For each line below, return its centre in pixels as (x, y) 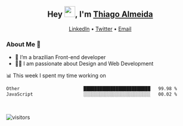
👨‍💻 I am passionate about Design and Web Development (84, 64)
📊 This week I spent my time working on (56, 76)
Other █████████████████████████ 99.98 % (92, 89)
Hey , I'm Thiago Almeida (100, 15)
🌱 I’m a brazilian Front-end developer (60, 57)
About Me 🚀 (24, 44)
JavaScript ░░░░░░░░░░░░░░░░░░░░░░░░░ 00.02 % (92, 94)
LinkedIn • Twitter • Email (100, 29)
